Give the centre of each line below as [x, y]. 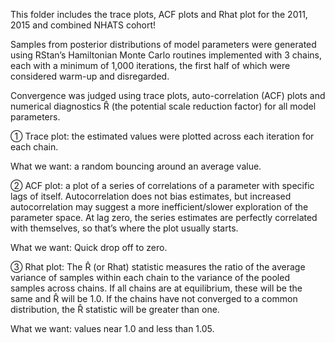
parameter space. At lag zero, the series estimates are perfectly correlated [164, 217]
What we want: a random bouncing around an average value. [136, 166]
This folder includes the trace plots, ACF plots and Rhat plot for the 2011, [159, 14]
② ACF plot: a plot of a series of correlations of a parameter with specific [162, 185]
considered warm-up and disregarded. [90, 76]
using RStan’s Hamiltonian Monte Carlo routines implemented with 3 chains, [166, 55]
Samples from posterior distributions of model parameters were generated [163, 44]
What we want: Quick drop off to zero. [89, 247]
